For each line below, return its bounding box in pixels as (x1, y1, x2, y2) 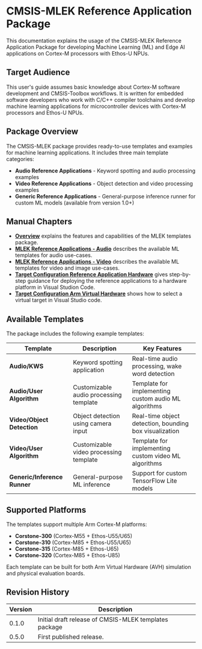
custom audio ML (132, 394, 182, 403)
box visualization (132, 427, 180, 435)
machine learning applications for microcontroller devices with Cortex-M (6, 103, 186, 110)
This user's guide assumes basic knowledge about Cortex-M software (6, 83, 180, 90)
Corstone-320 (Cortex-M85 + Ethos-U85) (14, 552, 120, 559)
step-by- (169, 271, 191, 278)
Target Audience (6, 68, 70, 78)
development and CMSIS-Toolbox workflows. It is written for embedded (6, 89, 184, 97)
